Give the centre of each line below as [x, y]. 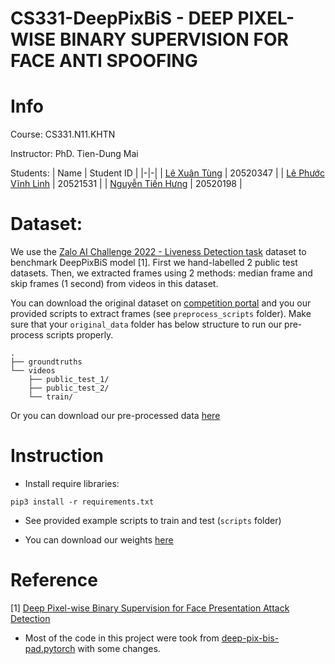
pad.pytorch [50, 648]
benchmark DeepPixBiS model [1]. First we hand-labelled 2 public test [154, 263]
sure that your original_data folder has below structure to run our [146, 324]
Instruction [57, 456]
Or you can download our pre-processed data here [115, 416]
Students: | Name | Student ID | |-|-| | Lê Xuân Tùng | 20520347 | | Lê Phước [167, 173]
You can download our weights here [99, 540]
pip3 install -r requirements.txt [82, 502]
